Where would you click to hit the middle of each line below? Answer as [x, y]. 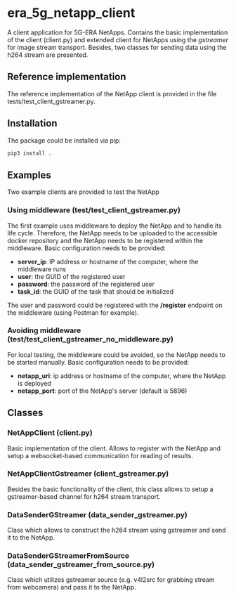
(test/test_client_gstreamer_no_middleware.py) [91, 339]
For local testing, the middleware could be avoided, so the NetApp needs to [117, 355]
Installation [32, 123]
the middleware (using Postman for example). [73, 312]
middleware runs [42, 269]
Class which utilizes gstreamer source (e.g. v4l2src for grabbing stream [111, 580]
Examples [29, 175]
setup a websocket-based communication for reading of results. [100, 455]
